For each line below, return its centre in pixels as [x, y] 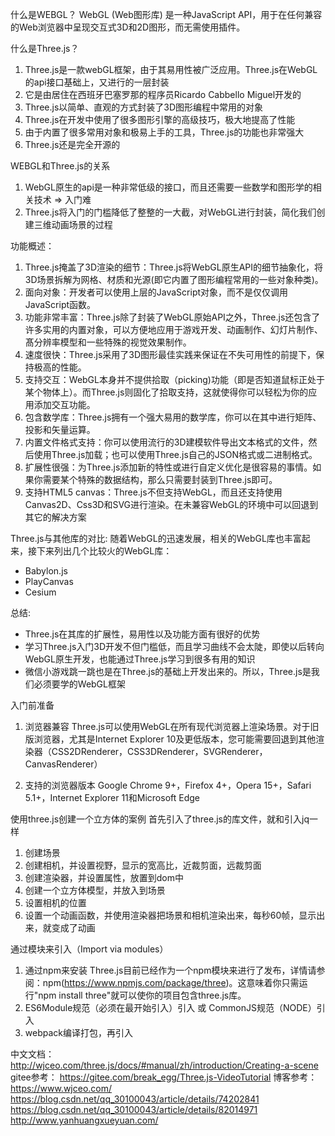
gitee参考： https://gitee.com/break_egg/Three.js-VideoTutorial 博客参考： [164, 1077]
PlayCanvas [49, 581]
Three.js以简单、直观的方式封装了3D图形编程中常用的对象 [144, 107]
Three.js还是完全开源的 [72, 144]
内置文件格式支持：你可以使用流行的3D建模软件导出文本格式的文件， [166, 442]
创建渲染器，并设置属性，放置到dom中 [104, 877]
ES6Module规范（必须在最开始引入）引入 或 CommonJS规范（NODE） [170, 1007]
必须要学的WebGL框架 [79, 684]
